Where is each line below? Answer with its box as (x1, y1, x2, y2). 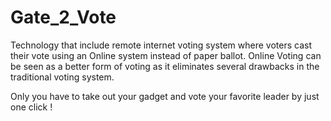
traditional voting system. (10, 71, 115, 83)
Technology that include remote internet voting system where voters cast (10, 39, 312, 51)
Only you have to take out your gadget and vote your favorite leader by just (10, 90, 320, 102)
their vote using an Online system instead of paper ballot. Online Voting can (10, 49, 322, 61)
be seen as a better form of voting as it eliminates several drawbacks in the (10, 60, 320, 72)
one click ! (10, 101, 53, 113)
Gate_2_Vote (10, 6, 117, 29)
